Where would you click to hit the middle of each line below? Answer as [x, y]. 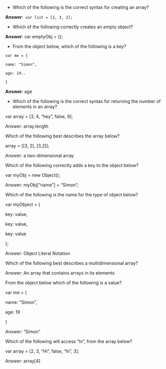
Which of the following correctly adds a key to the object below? [72, 165]
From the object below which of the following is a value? [63, 283]
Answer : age [19, 91]
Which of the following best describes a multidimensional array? [72, 263]
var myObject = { [23, 204]
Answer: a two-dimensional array [39, 155]
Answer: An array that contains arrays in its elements [60, 273]
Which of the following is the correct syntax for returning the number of [87, 101]
